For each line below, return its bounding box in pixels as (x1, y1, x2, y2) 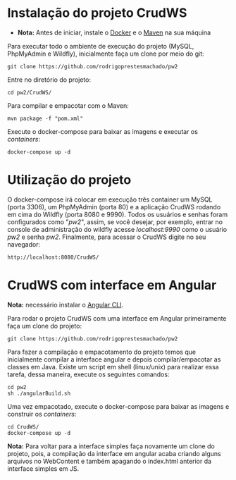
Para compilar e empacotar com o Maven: (7, 101, 129, 110)
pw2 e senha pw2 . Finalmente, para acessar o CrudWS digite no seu (7, 233, 206, 241)
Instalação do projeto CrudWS (7, 5, 187, 21)
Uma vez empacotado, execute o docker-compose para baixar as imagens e (7, 402, 230, 410)
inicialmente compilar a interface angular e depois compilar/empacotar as (7, 355, 221, 364)
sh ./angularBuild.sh (7, 390, 71, 397)
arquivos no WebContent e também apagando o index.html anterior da (7, 457, 212, 465)
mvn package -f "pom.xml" (7, 115, 83, 122)
